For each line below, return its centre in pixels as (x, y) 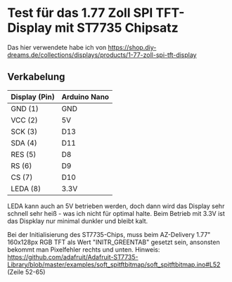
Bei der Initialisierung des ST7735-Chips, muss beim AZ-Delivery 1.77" (109, 234)
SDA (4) (24, 143)
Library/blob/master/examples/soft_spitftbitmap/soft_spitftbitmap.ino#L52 (114, 264)
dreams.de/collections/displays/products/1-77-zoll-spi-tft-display (102, 55)
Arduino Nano (85, 96)
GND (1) (25, 108)
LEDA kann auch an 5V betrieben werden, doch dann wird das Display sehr (116, 206)
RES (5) (24, 154)
